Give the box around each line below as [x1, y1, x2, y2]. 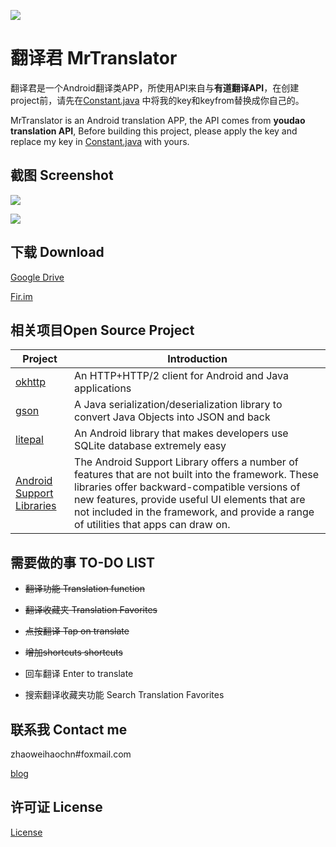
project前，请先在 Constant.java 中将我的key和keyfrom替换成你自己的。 [10, 94, 305, 106]
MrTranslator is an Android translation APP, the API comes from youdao [10, 114, 306, 126]
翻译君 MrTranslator [10, 47, 178, 70]
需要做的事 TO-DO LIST [10, 554, 156, 571]
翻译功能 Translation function [24, 583, 145, 595]
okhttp [15, 375, 47, 389]
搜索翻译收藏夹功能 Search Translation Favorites [24, 689, 225, 701]
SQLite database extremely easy [74, 439, 227, 453]
